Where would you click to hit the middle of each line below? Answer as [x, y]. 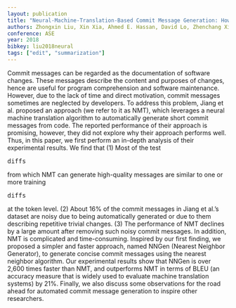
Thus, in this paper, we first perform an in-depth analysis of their [101, 140]
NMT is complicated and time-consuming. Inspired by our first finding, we [114, 238]
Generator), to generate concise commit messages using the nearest [107, 253]
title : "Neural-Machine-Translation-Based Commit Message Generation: [113, 20]
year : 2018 [23, 40]
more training [27, 182]
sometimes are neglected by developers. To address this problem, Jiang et [116, 103]
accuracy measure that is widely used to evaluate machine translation [108, 276]
